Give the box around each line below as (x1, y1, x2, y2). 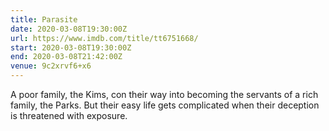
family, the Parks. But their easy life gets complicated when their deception (10, 99, 320, 111)
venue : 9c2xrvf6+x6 (10, 61, 92, 71)
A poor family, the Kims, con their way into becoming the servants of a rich (10, 89, 319, 100)
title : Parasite (10, 14, 78, 25)
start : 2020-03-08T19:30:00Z (10, 42, 132, 53)
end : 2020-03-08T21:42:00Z (10, 52, 123, 62)
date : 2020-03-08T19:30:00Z (10, 24, 128, 34)
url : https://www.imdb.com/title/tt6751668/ (10, 33, 199, 43)
